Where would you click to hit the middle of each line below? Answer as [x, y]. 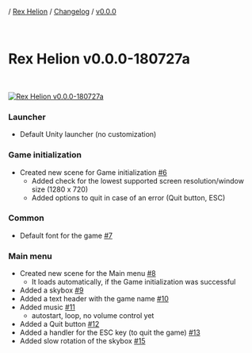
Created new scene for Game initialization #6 [94, 172]
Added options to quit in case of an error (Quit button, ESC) [128, 197]
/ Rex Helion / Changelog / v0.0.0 [62, 12]
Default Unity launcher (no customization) [88, 134]
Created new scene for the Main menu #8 [88, 273]
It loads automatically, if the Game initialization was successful [134, 282]
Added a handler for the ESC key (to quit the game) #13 [110, 332]
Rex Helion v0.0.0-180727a [99, 59]
